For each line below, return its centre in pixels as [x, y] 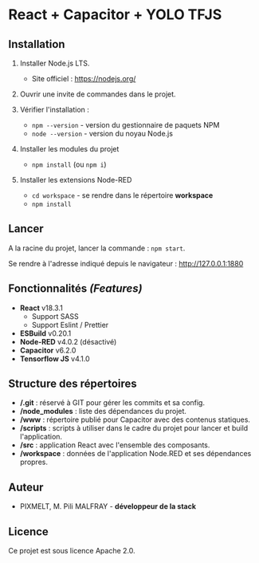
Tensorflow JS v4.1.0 [55, 358]
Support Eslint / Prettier [70, 325]
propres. [33, 462]
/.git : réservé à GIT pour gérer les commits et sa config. [112, 403]
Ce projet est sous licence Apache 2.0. [72, 551]
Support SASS [55, 316]
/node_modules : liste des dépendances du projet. [103, 411]
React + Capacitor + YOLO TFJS [115, 15]
